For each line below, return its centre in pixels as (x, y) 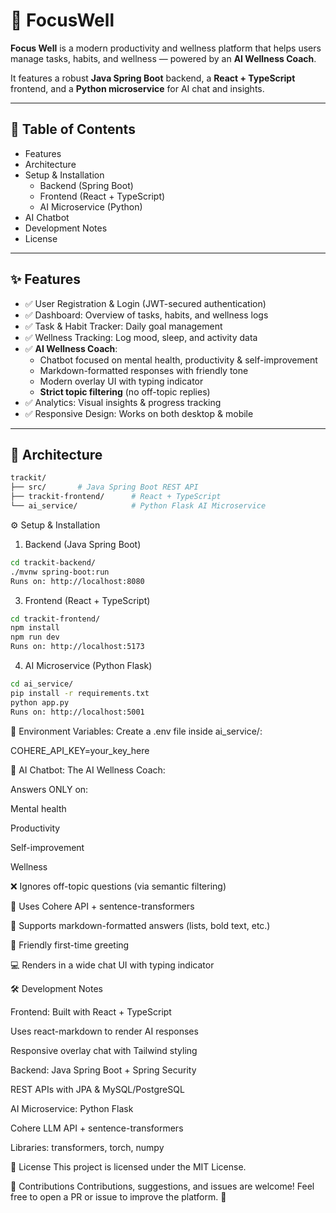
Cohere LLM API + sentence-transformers (97, 1128)
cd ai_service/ (42, 684)
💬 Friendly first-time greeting (70, 945)
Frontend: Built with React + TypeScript (91, 1011)
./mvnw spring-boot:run (60, 572)
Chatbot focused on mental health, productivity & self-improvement (178, 360)
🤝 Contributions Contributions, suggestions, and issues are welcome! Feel (162, 1186)
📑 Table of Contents (73, 129)
